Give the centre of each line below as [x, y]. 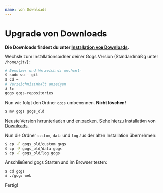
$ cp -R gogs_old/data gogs [34, 149]
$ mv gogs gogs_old [25, 111]
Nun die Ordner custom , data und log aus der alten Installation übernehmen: [81, 135]
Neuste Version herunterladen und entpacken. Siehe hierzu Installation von [81, 121]
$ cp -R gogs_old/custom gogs [36, 144]
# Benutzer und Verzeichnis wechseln [43, 70]
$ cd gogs [15, 171]
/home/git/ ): [18, 62]
